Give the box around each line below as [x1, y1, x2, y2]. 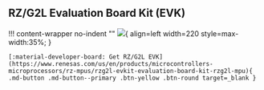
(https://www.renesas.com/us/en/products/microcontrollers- [8, 59, 214, 67]
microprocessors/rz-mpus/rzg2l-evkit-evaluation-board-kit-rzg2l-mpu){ [8, 67, 253, 75]
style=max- [200, 28, 239, 39]
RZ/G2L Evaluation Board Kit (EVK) [8, 6, 186, 20]
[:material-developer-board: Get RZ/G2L [8, 52, 146, 61]
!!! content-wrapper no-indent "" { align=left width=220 [8, 28, 199, 39]
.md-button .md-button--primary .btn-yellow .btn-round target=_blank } [8, 74, 257, 82]
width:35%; [8, 37, 47, 47]
